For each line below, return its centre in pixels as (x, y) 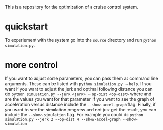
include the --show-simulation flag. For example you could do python (74, 114)
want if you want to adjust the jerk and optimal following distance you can (79, 89)
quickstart (26, 27)
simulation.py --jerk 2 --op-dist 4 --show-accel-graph (63, 119)
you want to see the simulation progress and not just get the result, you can (81, 110)
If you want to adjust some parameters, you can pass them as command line (81, 78)
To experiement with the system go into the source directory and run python (81, 40)
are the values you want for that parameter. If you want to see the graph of (80, 99)
